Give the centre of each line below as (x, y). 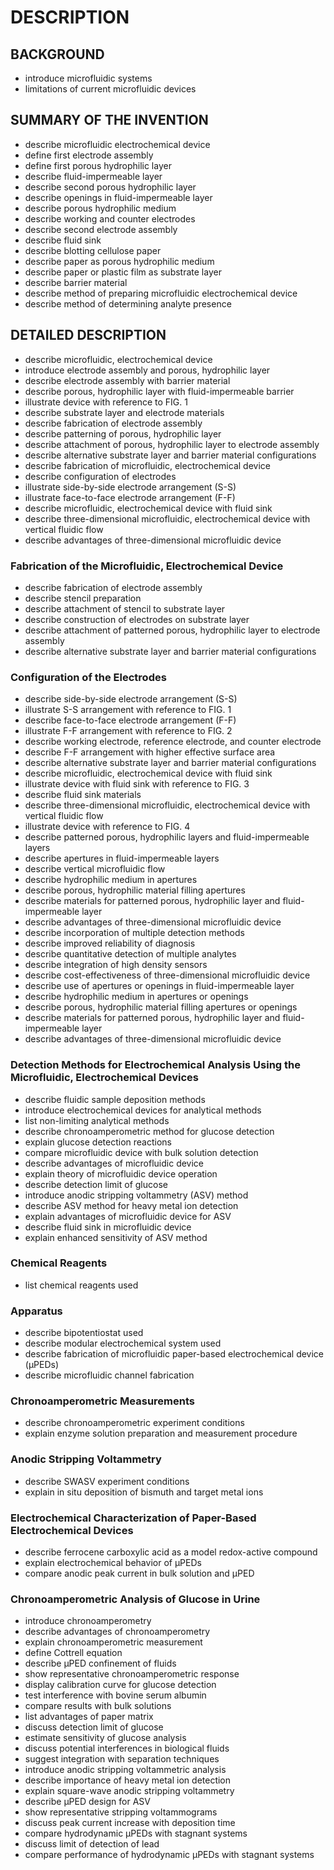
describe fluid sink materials (83, 795)
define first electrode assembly (89, 155)
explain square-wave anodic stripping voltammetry (129, 1791)
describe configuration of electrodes (100, 476)
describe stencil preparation (83, 598)
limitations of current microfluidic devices (110, 89)
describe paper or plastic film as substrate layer (123, 272)
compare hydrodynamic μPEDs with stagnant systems (136, 1833)
